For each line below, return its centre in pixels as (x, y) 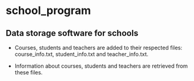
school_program (48, 11)
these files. (28, 72)
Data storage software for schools (72, 33)
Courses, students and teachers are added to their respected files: (99, 48)
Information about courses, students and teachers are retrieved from (101, 66)
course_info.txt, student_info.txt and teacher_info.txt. (81, 54)
